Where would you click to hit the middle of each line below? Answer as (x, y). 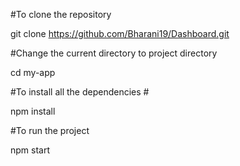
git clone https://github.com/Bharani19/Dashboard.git (120, 33)
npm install (33, 111)
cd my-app (33, 72)
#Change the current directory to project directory (114, 53)
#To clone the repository (61, 14)
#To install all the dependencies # (80, 92)
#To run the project (50, 130)
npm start (30, 150)
